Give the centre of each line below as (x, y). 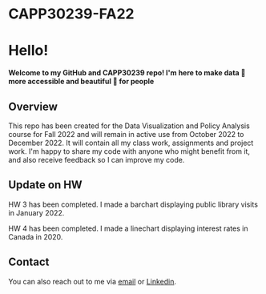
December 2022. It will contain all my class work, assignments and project (131, 143)
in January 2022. (36, 212)
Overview (33, 106)
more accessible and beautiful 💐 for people (81, 82)
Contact (29, 262)
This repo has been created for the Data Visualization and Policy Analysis (129, 126)
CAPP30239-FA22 (71, 14)
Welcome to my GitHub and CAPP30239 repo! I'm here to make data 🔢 (127, 73)
